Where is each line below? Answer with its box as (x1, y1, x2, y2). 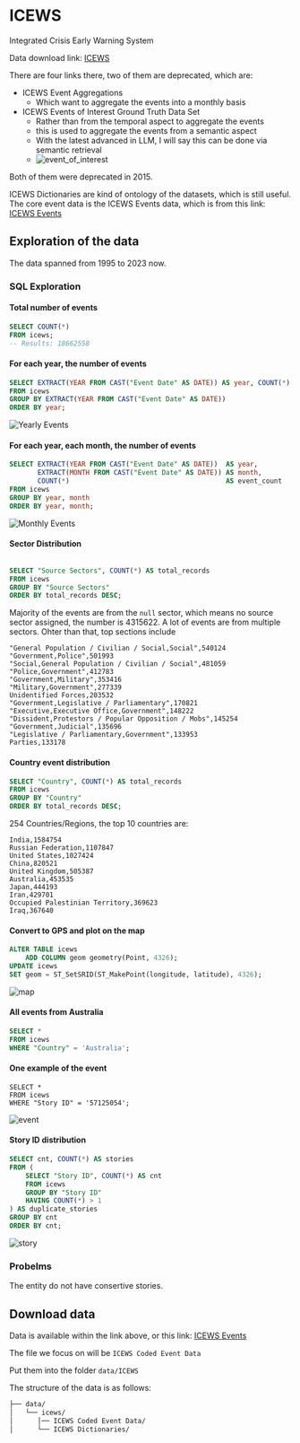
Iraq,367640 (9, 906, 54, 915)
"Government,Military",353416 (9, 675, 123, 685)
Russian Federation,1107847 (9, 844, 115, 853)
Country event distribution (9, 756, 110, 767)
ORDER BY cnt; (9, 1221, 63, 1230)
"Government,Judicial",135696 (9, 722, 123, 731)
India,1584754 (9, 835, 63, 844)
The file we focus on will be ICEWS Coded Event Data (9, 1347, 201, 1358)
